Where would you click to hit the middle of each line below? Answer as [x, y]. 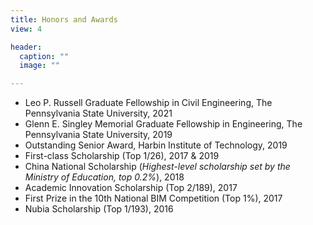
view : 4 [26, 29]
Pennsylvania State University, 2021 [98, 113]
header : [26, 47]
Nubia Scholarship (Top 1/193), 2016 [99, 209]
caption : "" [44, 56]
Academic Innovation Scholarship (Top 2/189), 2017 [131, 188]
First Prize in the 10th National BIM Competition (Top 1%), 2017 [153, 198]
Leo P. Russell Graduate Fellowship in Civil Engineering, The [148, 103]
